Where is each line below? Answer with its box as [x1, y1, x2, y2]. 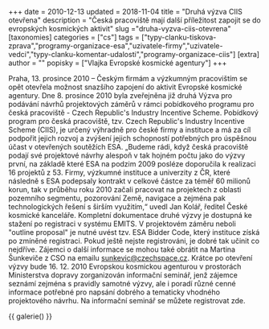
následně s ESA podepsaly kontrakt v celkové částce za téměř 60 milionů [8, 176, 251, 186]
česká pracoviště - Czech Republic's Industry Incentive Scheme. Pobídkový [8, 108, 259, 117]
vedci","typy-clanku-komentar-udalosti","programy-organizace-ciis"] [8, 50, 236, 59]
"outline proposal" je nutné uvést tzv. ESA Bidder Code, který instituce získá [8, 228, 260, 236]
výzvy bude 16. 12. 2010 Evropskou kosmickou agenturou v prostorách [8, 261, 242, 271]
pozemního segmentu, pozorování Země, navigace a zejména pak [8, 193, 226, 203]
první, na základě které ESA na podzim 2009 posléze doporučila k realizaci [8, 159, 256, 168]
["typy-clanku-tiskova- [141, 32, 217, 42]
